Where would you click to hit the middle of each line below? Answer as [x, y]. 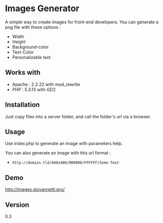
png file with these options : [33, 27]
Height [19, 41]
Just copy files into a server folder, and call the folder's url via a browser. [78, 116]
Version [17, 205]
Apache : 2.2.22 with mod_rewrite [46, 84]
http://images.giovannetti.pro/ [35, 189]
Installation [22, 105]
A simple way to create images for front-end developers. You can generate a [82, 22]
